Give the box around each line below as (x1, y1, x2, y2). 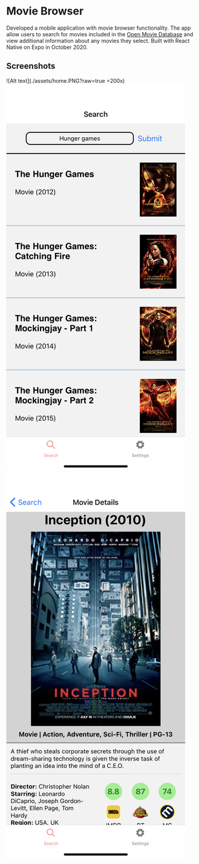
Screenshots (6, 61, 56, 71)
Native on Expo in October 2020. (6, 44, 88, 51)
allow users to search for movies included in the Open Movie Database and (6, 30, 194, 37)
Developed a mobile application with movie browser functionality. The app (6, 24, 191, 31)
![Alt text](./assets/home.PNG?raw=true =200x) (6, 77, 125, 84)
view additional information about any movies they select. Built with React (6, 37, 190, 44)
